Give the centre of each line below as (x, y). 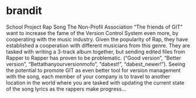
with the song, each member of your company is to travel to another (88, 76)
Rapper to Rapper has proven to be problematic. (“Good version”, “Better (94, 58)
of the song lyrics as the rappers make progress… (66, 89)
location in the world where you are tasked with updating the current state (95, 82)
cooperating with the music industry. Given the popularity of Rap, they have (97, 39)
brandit (24, 11)
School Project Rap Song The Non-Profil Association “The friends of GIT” (94, 27)
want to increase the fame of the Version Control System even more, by (92, 33)
